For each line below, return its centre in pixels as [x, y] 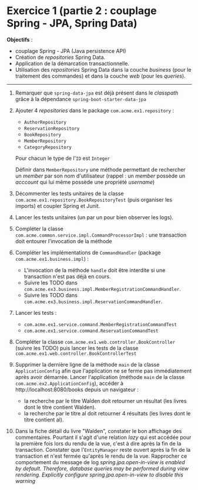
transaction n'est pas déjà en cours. [67, 276]
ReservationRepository [52, 128]
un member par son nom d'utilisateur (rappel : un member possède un [100, 176]
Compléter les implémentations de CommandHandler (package [88, 252]
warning [25, 481]
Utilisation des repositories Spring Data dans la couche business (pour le [103, 69]
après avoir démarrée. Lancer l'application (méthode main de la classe [100, 377]
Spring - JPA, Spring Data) [72, 23]
